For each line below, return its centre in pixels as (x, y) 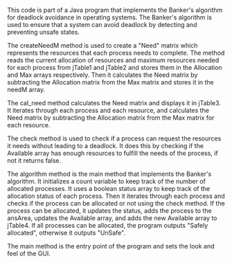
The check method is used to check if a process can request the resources (114, 138)
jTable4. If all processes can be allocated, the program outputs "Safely (108, 225)
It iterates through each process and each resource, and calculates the (108, 110)
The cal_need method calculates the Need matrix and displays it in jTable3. (114, 103)
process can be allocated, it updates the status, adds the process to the (110, 211)
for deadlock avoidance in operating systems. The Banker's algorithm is (110, 17)
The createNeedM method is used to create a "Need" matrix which (102, 45)
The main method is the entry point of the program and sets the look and (111, 246)
